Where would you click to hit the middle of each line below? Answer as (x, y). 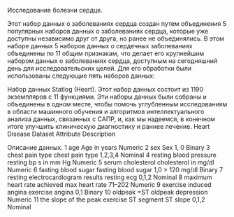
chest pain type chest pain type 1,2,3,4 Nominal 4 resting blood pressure (112, 155)
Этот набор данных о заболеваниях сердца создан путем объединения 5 (117, 23)
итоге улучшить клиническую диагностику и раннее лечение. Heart (109, 126)
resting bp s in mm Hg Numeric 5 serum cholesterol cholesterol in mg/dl (111, 162)
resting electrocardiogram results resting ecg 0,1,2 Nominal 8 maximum (110, 177)
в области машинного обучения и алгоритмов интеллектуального (106, 112)
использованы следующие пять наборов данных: (81, 76)
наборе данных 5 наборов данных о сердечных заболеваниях (100, 46)
